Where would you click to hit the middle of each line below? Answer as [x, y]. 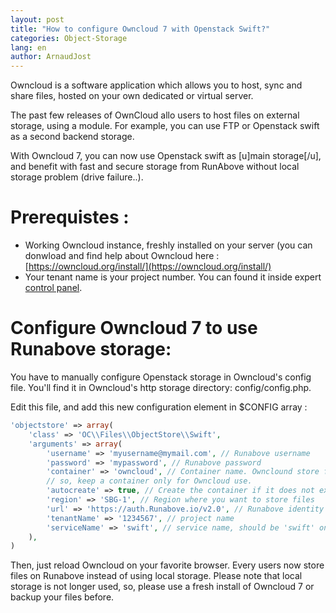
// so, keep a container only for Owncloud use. [149, 481]
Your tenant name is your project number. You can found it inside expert [173, 277]
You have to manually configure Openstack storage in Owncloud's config [161, 377]
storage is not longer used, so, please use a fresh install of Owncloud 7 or [162, 587]
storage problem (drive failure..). [77, 177]
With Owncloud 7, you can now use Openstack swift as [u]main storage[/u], [166, 156]
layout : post [37, 19]
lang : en [28, 47]
